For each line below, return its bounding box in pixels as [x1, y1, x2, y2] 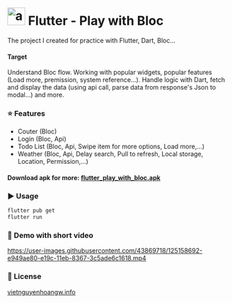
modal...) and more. [7, 90, 65, 99]
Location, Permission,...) [17, 158, 88, 166]
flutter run [7, 214, 42, 221]
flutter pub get [7, 207, 55, 215]
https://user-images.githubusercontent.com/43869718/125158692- [7, 246, 203, 255]
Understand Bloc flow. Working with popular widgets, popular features [7, 68, 212, 77]
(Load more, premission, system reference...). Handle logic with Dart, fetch [7, 76, 225, 84]
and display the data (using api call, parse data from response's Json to [7, 83, 216, 92]
